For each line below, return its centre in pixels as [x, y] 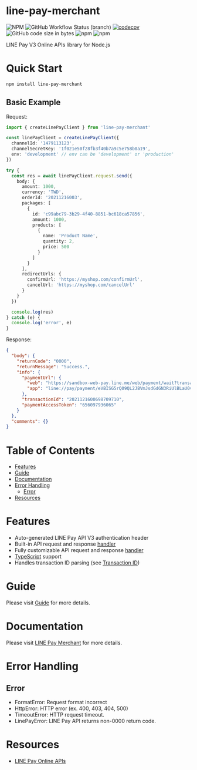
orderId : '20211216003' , [52, 198]
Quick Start [34, 68]
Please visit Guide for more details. [48, 603]
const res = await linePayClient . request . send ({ [72, 176]
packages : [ [36, 203]
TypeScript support [38, 557]
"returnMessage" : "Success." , [54, 366]
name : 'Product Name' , [71, 236]
